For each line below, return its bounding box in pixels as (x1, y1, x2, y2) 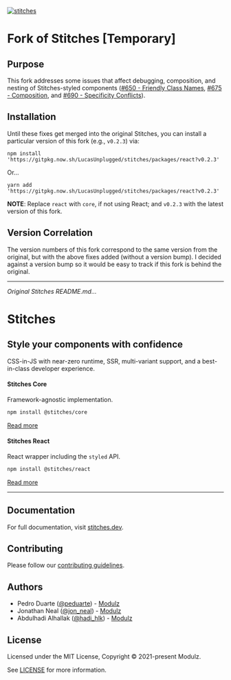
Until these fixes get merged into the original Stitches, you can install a (7, 129, 207, 137)
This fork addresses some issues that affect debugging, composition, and (7, 77, 216, 85)
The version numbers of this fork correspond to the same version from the (7, 245, 218, 254)
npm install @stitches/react (7, 466, 91, 472)
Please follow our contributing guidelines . (7, 561, 125, 570)
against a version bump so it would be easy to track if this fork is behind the (7, 260, 222, 268)
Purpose (7, 58, 45, 70)
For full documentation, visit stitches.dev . (7, 523, 124, 531)
